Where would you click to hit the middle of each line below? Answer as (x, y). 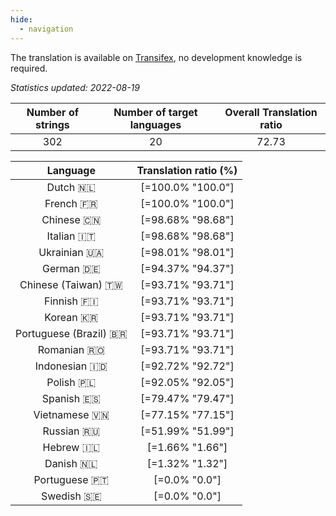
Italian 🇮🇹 (71, 236)
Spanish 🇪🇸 (71, 398)
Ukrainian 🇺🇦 (71, 252)
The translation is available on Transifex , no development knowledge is (156, 57)
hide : (21, 19)
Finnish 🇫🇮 (71, 301)
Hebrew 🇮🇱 (71, 447)
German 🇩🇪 (71, 268)
